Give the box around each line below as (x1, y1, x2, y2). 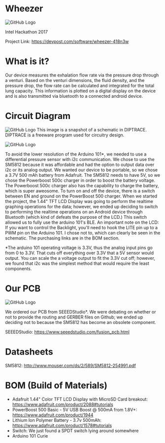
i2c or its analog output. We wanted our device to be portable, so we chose (5, 166, 158, 173)
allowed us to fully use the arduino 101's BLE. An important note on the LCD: (5, 219, 159, 225)
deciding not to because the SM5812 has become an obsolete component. (5, 319, 156, 325)
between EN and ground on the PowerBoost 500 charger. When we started (5, 193, 158, 199)
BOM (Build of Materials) (5, 380, 107, 391)
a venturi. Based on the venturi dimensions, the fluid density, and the (5, 77, 145, 83)
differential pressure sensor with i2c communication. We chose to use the (5, 156, 155, 162)
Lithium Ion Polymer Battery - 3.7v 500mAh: (12, 417, 102, 423)
